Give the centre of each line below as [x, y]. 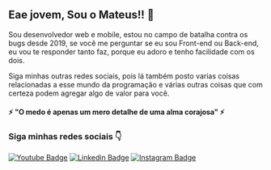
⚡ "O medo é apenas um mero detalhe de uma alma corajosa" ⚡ [116, 112]
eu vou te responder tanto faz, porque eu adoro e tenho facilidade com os [131, 51]
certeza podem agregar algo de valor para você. [89, 93]
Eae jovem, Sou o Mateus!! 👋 [81, 15]
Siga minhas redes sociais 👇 [65, 137]
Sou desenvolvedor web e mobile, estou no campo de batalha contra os [128, 34]
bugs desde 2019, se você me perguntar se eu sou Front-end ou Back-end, [133, 43]
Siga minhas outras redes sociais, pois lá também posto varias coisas [124, 76]
